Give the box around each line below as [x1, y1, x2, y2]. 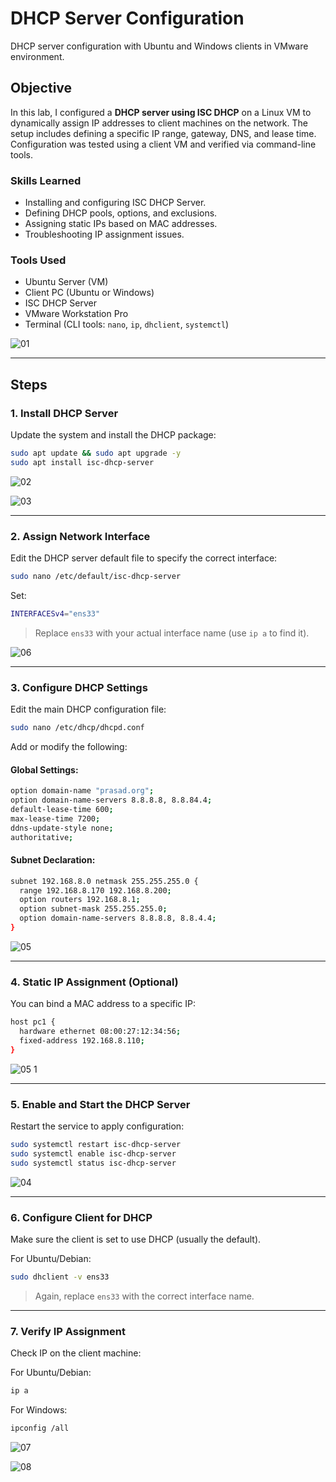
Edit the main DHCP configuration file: [10, 703, 167, 716]
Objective [10, 80, 73, 97]
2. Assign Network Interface [10, 529, 151, 543]
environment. [10, 50, 65, 62]
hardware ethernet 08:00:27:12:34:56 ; [19, 1027, 182, 1037]
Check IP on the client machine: [10, 1347, 142, 1359]
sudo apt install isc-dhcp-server [10, 457, 155, 467]
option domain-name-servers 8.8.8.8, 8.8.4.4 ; [19, 913, 217, 924]
